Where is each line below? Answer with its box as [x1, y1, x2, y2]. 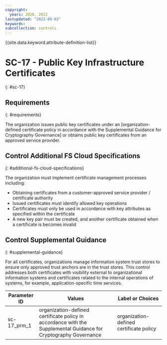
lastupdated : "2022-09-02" [5, 16, 61, 21]
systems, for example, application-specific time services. [5, 280, 123, 286]
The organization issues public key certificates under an [5, 121, 120, 127]
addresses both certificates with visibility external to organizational [5, 269, 143, 275]
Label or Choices [117, 295, 159, 302]
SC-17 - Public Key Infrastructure [5, 57, 145, 68]
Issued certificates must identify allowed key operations [12, 200, 127, 206]
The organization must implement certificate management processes [5, 174, 147, 180]
